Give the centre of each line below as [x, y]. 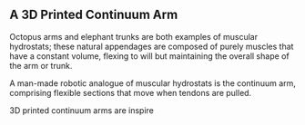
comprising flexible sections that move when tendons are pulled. [131, 92]
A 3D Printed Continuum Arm [94, 15]
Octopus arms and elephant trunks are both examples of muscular [134, 36]
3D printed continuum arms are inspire [82, 110]
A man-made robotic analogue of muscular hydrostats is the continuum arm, [152, 83]
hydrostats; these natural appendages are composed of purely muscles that [152, 46]
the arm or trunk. [41, 65]
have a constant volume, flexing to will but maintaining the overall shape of [149, 56]
